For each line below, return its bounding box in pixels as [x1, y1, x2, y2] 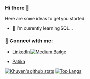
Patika [12, 58, 26, 64]
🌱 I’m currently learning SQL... [12, 25, 73, 31]
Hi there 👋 [5, 4, 30, 11]
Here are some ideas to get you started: [5, 16, 86, 22]
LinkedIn [12, 49, 30, 55]
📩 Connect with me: [5, 38, 53, 44]
